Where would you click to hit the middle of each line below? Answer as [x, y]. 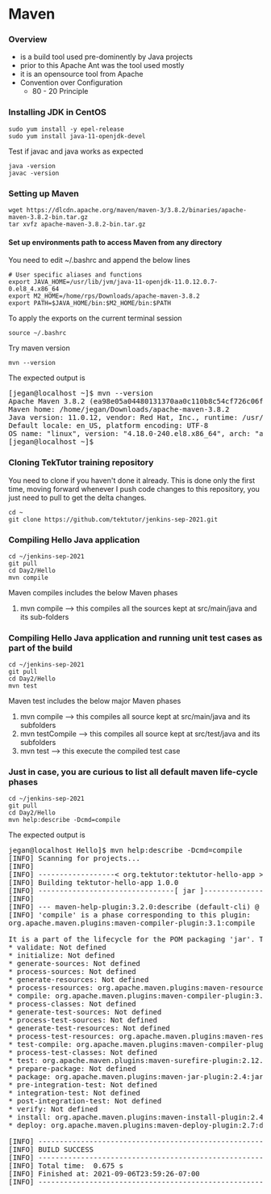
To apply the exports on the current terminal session [96, 318]
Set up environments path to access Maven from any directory [115, 242]
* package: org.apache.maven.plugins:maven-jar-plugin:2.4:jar [136, 1077]
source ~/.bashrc [38, 333]
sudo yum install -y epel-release [67, 129]
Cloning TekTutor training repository [81, 463]
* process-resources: [51, 988]
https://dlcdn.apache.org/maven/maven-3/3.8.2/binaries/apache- [137, 210]
